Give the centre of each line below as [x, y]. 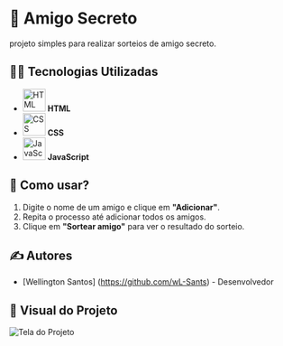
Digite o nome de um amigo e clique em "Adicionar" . [121, 207]
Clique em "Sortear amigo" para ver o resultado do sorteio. [133, 226]
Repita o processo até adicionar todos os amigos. [114, 217]
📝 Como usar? [50, 186]
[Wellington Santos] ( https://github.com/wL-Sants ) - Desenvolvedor [148, 282]
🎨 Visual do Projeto [64, 310]
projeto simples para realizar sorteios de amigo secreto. [113, 43]
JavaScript [68, 156]
